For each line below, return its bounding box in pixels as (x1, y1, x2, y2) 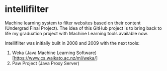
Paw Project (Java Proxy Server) (12, 60, 80, 66)
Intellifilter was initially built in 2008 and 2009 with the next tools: (5, 40, 140, 46)
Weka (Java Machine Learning (12, 50, 75, 56)
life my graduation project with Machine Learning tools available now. (5, 30, 148, 36)
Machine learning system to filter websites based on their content (5, 20, 141, 26)
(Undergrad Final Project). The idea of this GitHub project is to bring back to (5, 25, 162, 31)
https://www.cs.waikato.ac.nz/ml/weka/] (14, 55, 98, 61)
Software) (76, 50, 97, 56)
